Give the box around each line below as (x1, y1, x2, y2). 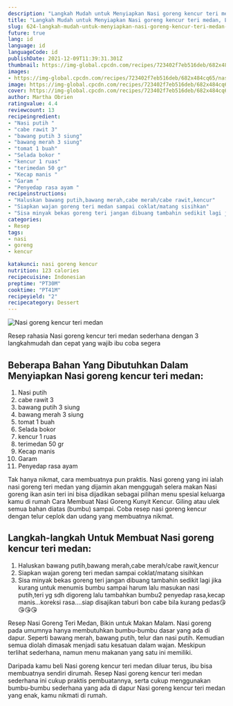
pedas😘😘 (201, 598, 226, 606)
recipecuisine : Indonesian (8, 273, 86, 280)
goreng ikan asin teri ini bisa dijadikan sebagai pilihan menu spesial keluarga (8, 489, 225, 498)
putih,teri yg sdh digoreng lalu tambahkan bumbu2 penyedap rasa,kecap (17, 590, 225, 599)
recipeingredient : (8, 113, 61, 120)
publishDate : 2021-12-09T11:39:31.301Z (8, 55, 123, 62)
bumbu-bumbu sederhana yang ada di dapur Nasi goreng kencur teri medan (8, 683, 225, 692)
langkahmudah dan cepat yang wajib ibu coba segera (8, 339, 161, 347)
